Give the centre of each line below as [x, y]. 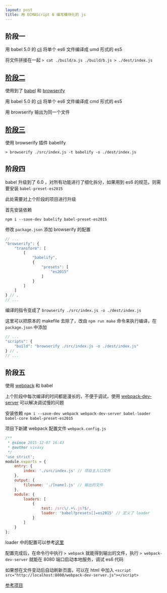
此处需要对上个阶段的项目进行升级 [41, 199]
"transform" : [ [30, 248]
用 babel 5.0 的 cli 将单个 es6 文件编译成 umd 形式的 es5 [64, 49]
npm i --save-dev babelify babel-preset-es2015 [56, 219]
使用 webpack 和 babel [29, 386]
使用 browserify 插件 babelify [36, 142]
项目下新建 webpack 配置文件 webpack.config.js [56, 428]
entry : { [23, 466]
